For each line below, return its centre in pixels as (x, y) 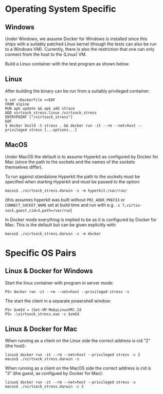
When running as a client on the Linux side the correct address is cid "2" (78, 341)
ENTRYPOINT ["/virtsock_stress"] (39, 117)
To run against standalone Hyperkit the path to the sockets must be (72, 176)
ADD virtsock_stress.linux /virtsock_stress (51, 113)
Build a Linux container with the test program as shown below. (67, 64)
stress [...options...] (53, 130)
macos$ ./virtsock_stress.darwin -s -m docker (53, 234)
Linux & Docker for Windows (49, 271)
